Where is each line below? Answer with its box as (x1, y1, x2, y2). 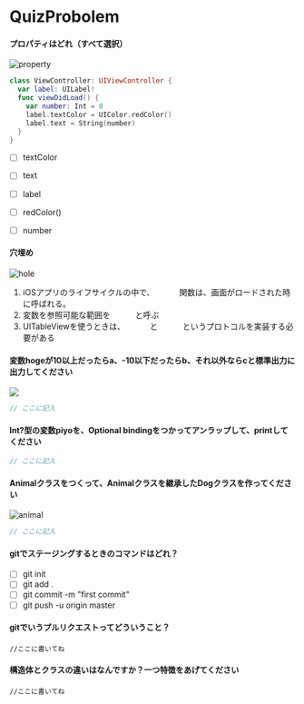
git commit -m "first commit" (22, 589, 130, 600)
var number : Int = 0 (25, 102, 103, 111)
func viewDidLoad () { (17, 94, 100, 103)
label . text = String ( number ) (25, 118, 136, 128)
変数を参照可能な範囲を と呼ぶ (22, 309, 160, 320)
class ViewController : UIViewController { (9, 76, 172, 85)
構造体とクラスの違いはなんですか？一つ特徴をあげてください (9, 665, 240, 676)
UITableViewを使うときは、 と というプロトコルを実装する (22, 321, 286, 332)
